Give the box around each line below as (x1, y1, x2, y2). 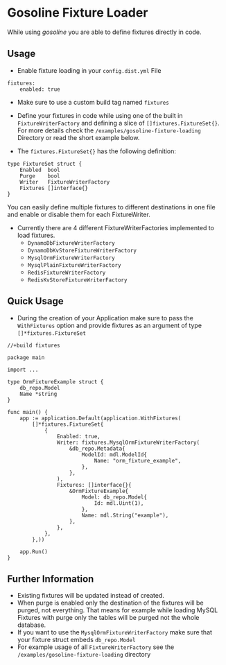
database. (17, 621, 46, 629)
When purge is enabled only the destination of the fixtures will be (17, 598, 204, 607)
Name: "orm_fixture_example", (94, 457, 182, 464)
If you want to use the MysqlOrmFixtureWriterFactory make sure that (17, 628, 213, 637)
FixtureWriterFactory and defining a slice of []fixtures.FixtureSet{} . (17, 119, 220, 127)
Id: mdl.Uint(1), (94, 499, 144, 507)
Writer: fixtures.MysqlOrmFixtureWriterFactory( (56, 439, 200, 446)
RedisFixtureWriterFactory (27, 269, 106, 276)
